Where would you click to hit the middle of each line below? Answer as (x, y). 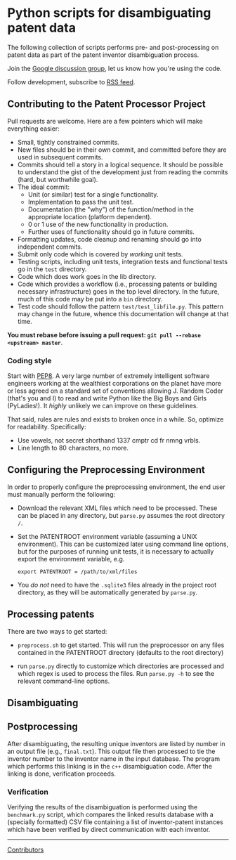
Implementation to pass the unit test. (81, 202)
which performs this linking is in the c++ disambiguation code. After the (110, 766)
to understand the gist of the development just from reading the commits (123, 172)
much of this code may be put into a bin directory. (90, 299)
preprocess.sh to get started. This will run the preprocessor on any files (121, 645)
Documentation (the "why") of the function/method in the (111, 209)
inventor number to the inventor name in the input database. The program (114, 758)
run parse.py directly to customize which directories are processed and (121, 666)
